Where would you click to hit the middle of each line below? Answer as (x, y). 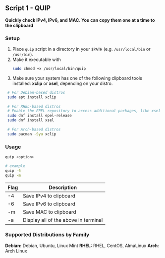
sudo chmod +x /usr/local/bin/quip (49, 69)
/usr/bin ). (23, 55)
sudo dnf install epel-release (39, 116)
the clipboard (19, 25)
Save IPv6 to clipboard (49, 204)
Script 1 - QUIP (28, 8)
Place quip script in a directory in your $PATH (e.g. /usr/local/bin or (81, 49)
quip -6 (13, 171)
